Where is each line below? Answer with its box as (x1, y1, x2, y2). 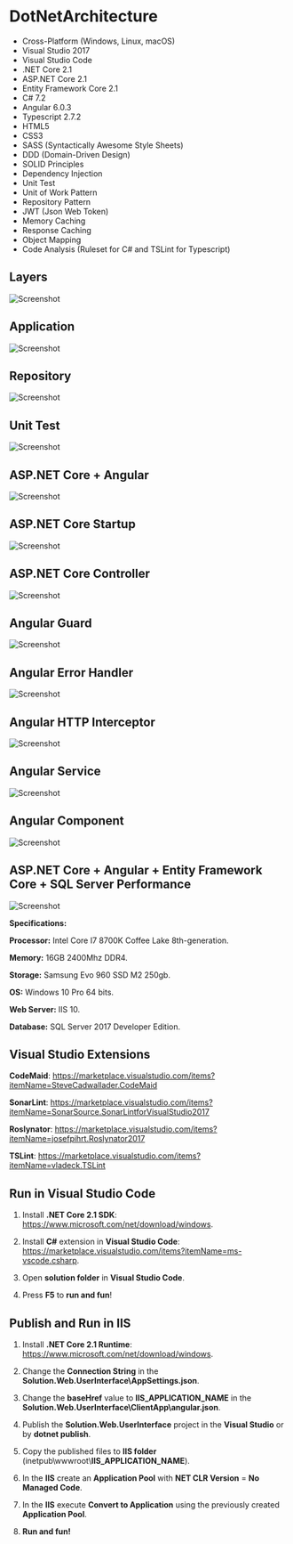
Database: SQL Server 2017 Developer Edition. (9, 1021, 181, 1032)
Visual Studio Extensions (9, 1046, 151, 1061)
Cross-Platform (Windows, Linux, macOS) (21, 36, 176, 46)
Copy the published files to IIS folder (21, 1445, 157, 1457)
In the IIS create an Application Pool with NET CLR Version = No (21, 1472, 260, 1483)
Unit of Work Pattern (21, 187, 98, 198)
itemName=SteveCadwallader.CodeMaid (9, 1080, 158, 1091)
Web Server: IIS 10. (9, 1004, 81, 1014)
